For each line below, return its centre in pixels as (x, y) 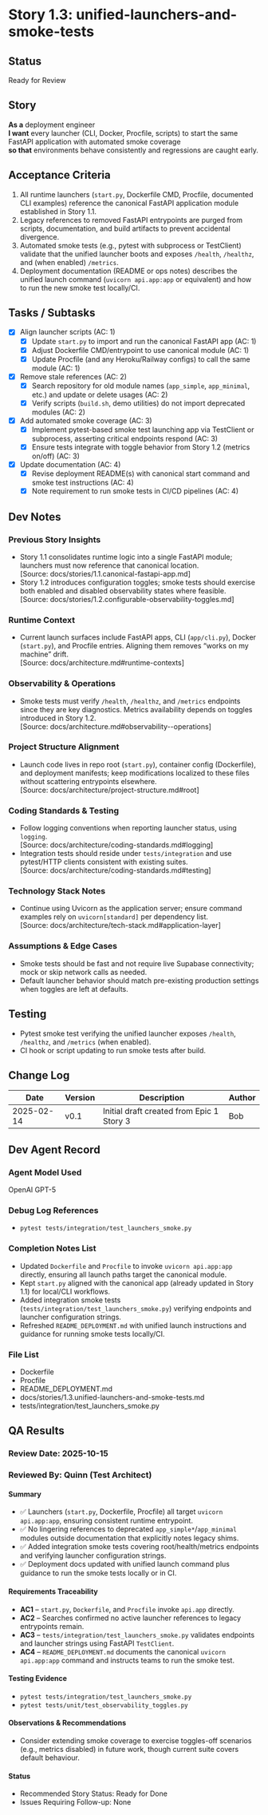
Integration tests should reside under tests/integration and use (126, 854)
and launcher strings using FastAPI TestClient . (97, 1643)
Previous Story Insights (55, 539)
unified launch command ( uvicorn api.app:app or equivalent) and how (136, 279)
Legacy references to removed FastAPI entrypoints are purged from (131, 220)
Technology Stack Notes (57, 891)
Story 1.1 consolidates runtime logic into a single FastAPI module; (126, 557)
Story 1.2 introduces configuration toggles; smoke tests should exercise (137, 582)
